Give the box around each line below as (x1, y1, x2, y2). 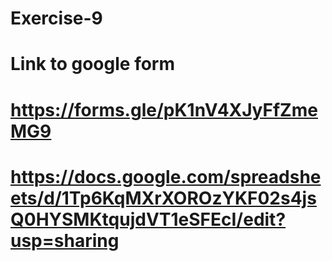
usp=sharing (10, 229, 120, 252)
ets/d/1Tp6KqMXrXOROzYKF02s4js (10, 187, 317, 209)
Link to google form (10, 53, 176, 76)
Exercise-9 (10, 7, 103, 30)
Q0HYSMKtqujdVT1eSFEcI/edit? (10, 208, 287, 231)
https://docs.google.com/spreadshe (10, 165, 322, 188)
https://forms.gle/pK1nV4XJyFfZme (10, 98, 318, 121)
